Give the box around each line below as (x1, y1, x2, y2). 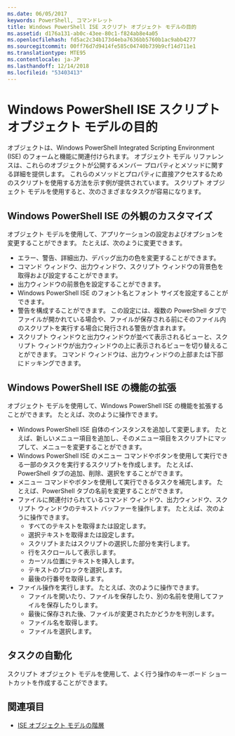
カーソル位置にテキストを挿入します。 (27, 557, 138, 565)
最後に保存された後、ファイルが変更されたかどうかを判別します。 (27, 610, 219, 618)
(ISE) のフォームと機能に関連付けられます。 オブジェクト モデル (7, 152, 192, 161)
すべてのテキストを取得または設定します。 (27, 522, 150, 530)
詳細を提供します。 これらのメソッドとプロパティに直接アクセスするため (13, 170, 223, 178)
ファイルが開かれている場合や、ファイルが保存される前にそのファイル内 (17, 315, 227, 324)
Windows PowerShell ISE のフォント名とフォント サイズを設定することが (17, 289, 229, 297)
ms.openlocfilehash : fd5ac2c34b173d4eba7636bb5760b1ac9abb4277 (7, 37, 196, 44)
